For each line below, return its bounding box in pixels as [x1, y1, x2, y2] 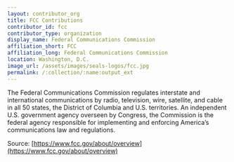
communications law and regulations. [7, 126, 116, 134]
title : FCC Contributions [7, 17, 83, 24]
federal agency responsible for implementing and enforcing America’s [7, 118, 209, 126]
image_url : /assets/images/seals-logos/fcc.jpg [7, 62, 150, 69]
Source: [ [7, 139, 34, 147]
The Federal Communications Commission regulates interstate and [7, 88, 200, 97]
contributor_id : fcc [7, 23, 68, 30]
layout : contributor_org [7, 10, 80, 18]
